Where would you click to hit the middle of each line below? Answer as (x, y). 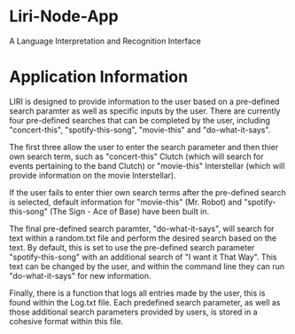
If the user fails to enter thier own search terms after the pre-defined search (147, 192)
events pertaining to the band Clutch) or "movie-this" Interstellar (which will (147, 165)
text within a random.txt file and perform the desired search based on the (143, 238)
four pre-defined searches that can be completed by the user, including (140, 120)
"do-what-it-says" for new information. (81, 275)
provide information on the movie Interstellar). (93, 175)
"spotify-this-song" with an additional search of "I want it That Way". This (143, 257)
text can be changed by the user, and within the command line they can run (147, 266)
